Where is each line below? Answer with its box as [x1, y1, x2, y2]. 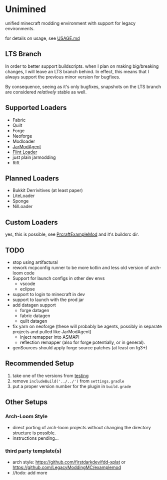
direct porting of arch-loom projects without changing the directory [12, 424, 151, 430]
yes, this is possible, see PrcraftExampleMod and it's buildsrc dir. [5, 231, 139, 237]
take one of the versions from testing [12, 372, 89, 378]
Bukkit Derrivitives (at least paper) [12, 187, 83, 194]
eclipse [19, 286, 35, 292]
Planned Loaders [5, 174, 59, 182]
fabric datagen [19, 313, 50, 319]
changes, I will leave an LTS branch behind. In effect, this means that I [5, 68, 149, 74]
